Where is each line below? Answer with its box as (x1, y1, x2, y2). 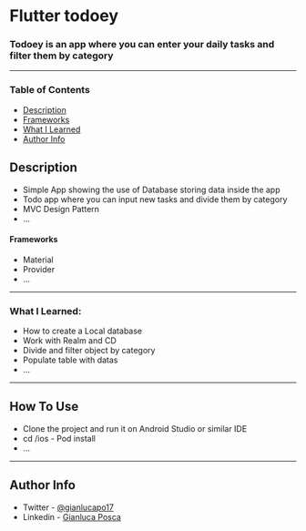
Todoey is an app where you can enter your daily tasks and (9, 38, 275, 51)
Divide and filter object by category (22, 345, 156, 356)
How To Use (9, 399, 79, 414)
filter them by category (9, 49, 114, 62)
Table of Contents (9, 84, 91, 97)
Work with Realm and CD (22, 335, 117, 346)
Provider (22, 263, 56, 274)
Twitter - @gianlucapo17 (22, 502, 114, 513)
